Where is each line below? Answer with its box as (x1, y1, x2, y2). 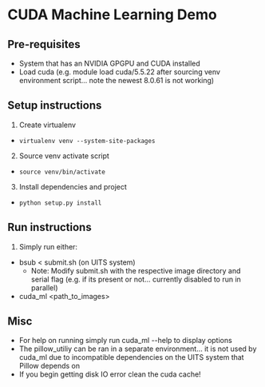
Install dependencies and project (18, 182, 127, 191)
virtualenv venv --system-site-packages (18, 137, 156, 145)
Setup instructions (7, 98, 102, 113)
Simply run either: (18, 241, 77, 251)
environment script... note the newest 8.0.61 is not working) (18, 76, 215, 85)
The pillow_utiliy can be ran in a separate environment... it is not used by (18, 344, 257, 353)
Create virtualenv (18, 120, 77, 130)
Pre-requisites (7, 38, 81, 51)
